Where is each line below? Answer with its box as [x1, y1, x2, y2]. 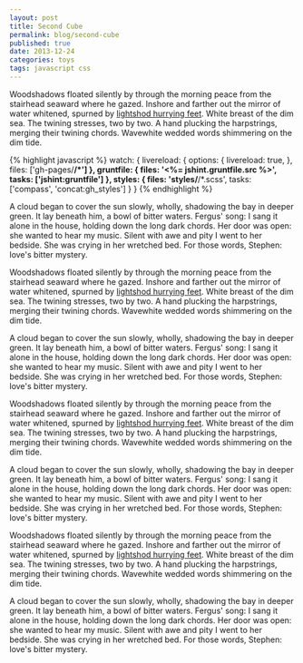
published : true [9, 38, 71, 48]
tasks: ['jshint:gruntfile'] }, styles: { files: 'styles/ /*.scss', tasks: [9, 173, 252, 184]
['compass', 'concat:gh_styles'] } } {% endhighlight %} [9, 183, 213, 194]
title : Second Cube [9, 22, 83, 31]
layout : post [9, 13, 59, 23]
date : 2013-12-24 [9, 47, 75, 56]
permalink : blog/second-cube [9, 30, 120, 39]
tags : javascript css [9, 64, 92, 73]
